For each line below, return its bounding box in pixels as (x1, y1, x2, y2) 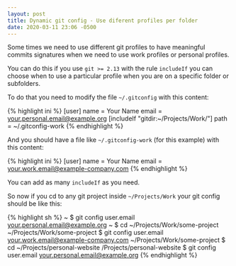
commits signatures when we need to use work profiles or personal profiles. (7, 50, 230, 59)
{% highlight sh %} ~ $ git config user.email (7, 214, 135, 222)
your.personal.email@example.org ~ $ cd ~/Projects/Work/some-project (7, 221, 219, 229)
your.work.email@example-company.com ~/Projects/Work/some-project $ (7, 235, 225, 245)
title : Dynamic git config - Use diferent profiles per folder (7, 17, 198, 24)
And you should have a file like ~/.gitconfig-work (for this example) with (7, 135, 220, 144)
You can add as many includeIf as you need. (7, 178, 140, 187)
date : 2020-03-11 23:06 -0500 (7, 23, 97, 31)
